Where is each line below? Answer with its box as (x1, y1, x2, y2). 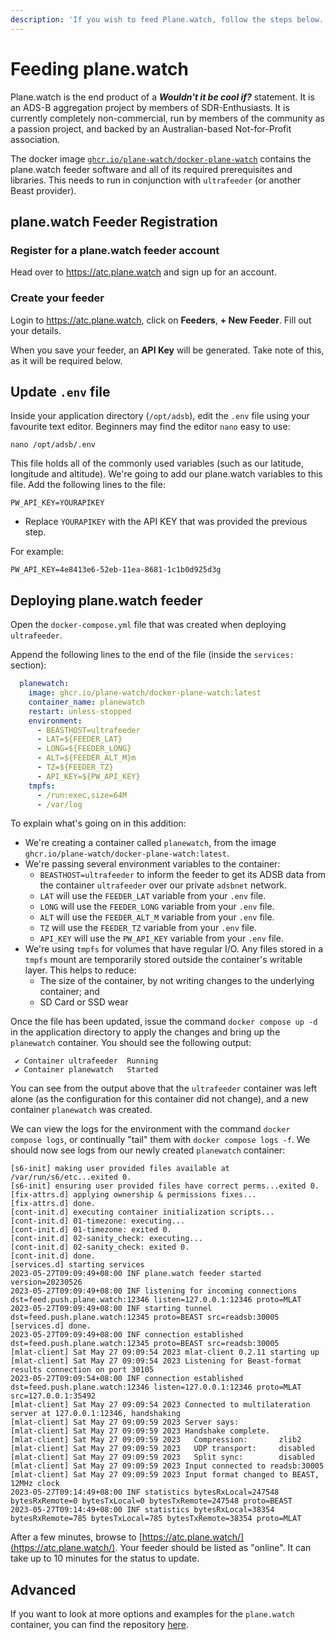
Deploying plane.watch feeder (10, 592, 203, 609)
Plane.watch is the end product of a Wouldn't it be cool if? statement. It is (10, 91, 315, 103)
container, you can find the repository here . (10, 1619, 189, 1631)
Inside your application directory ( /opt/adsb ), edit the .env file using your (10, 410, 310, 422)
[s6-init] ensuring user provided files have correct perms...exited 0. (10, 1181, 320, 1191)
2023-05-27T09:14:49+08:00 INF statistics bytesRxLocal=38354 (10, 1505, 275, 1515)
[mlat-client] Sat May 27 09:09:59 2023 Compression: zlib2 (10, 1435, 302, 1445)
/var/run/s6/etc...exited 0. (10, 1172, 132, 1183)
